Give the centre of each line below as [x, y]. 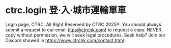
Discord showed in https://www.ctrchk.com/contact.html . [66, 40]
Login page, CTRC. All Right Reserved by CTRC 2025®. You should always [83, 24]
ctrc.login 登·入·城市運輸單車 [66, 10]
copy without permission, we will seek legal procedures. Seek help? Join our [85, 35]
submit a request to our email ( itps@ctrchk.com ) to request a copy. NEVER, [84, 29]
